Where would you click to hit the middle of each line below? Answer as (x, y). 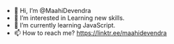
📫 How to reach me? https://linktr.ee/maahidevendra (90, 33)
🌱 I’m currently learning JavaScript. (65, 25)
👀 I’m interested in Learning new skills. (69, 18)
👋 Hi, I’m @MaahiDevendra (52, 11)
